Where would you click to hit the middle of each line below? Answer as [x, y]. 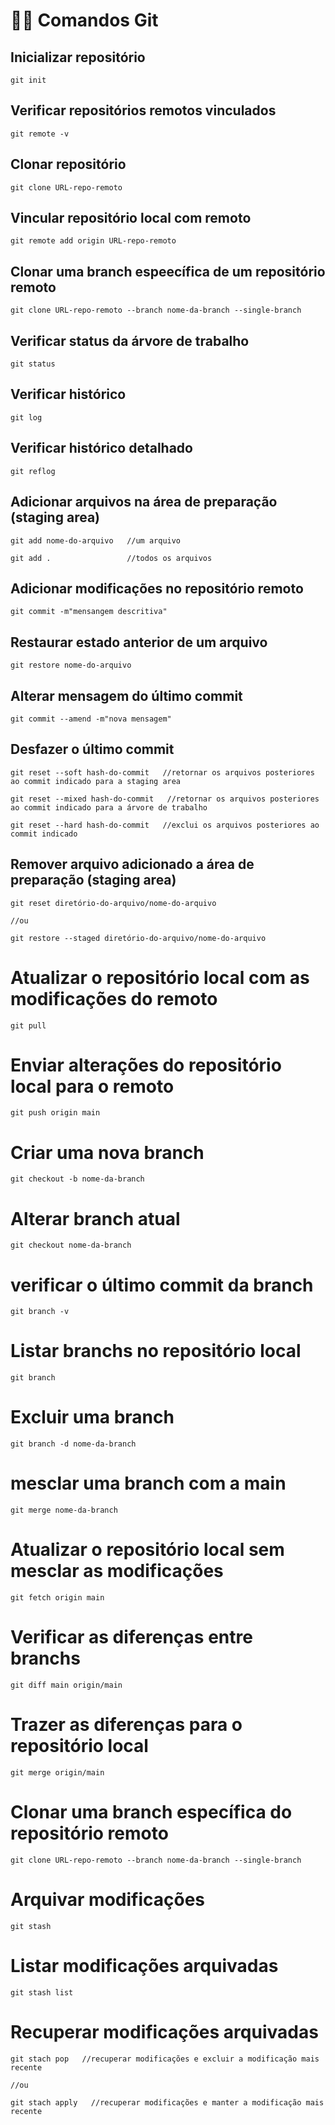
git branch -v [40, 1312]
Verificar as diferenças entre [131, 1637]
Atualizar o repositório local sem [147, 1550]
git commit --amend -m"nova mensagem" [91, 719]
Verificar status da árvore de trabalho [130, 340]
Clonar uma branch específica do [151, 1812]
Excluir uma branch [92, 1417]
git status [33, 364]
